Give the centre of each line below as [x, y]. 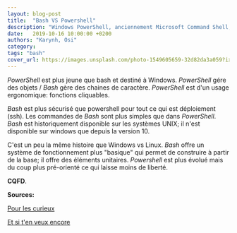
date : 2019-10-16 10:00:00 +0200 [60, 34]
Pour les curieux [31, 208]
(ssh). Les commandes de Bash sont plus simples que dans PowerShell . [112, 116]
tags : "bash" [26, 54]
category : [22, 47]
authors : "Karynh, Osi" [42, 40]
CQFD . [17, 181]
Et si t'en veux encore [39, 222]
